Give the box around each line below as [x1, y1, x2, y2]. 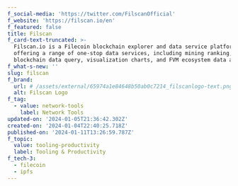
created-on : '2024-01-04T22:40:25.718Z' [7, 122, 129, 129]
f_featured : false [7, 23, 62, 30]
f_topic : [7, 135, 33, 142]
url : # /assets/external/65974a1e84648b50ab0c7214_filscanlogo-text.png [13, 83, 233, 90]
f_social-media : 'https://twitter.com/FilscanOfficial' [7, 10, 176, 18]
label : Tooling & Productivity [13, 149, 106, 156]
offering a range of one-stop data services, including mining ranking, [13, 50, 233, 57]
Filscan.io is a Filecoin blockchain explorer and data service [13, 43, 208, 50]
